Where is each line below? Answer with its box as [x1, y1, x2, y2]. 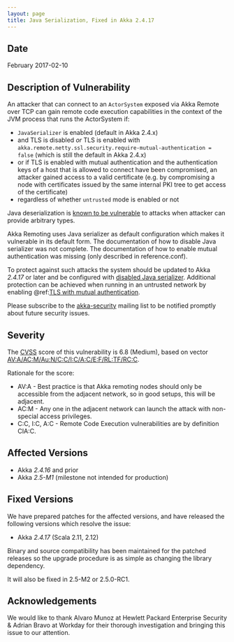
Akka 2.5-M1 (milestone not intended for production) [17, 473, 169, 481]
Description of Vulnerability [7, 81, 131, 93]
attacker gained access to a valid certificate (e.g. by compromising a [17, 173, 215, 182]
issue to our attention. [7, 629, 71, 637]
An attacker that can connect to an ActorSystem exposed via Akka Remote [7, 100, 219, 108]
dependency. [7, 561, 45, 570]
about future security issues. [7, 309, 90, 318]
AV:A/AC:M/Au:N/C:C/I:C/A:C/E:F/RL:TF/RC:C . [7, 355, 140, 364]
